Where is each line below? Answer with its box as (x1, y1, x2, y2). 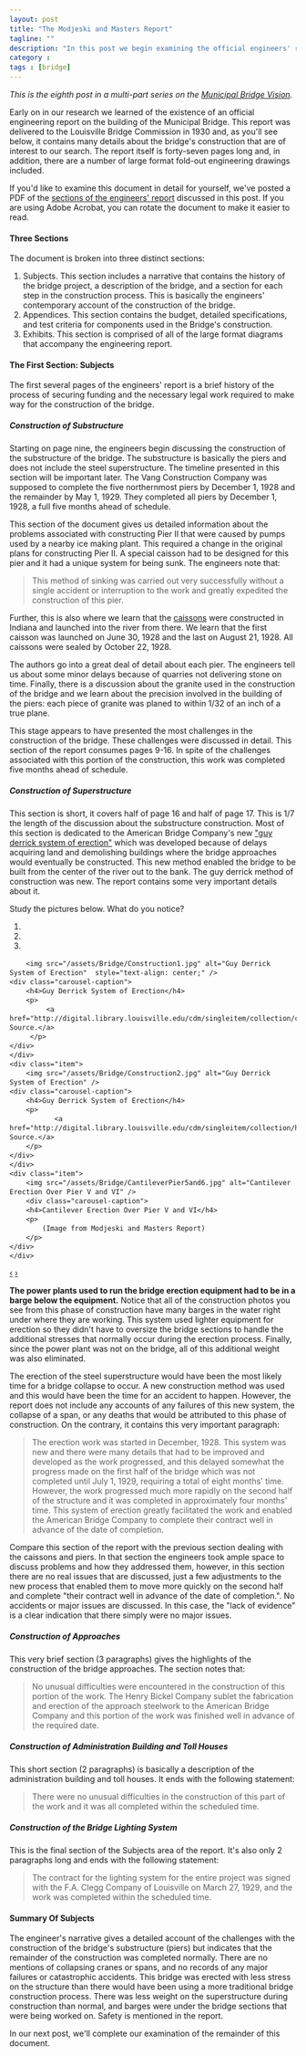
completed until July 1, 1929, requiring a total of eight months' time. (31, 1475, 284, 1487)
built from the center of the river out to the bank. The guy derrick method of (9, 866, 294, 877)
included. (9, 165, 45, 175)
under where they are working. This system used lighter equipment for (9, 1315, 274, 1326)
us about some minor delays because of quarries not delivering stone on (9, 669, 282, 680)
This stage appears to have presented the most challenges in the (9, 726, 253, 737)
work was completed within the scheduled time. (31, 1892, 212, 1903)
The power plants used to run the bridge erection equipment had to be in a (9, 1285, 296, 1296)
